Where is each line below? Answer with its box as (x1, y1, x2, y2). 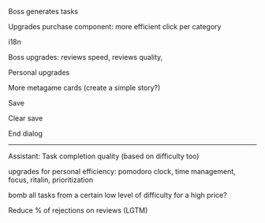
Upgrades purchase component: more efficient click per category (8, 22, 222, 31)
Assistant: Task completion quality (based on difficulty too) (8, 151, 200, 161)
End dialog (8, 129, 43, 138)
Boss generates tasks (8, 7, 79, 16)
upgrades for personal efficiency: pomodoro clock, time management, (8, 167, 237, 176)
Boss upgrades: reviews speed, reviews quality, (8, 53, 163, 61)
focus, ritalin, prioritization (8, 175, 93, 184)
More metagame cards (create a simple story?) (8, 83, 161, 92)
